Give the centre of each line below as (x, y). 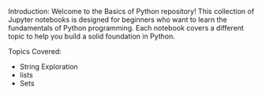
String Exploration (49, 67)
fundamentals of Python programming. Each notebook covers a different (126, 28)
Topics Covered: (35, 51)
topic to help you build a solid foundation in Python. (92, 36)
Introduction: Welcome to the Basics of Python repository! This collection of (131, 11)
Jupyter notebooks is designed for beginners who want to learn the (118, 20)
